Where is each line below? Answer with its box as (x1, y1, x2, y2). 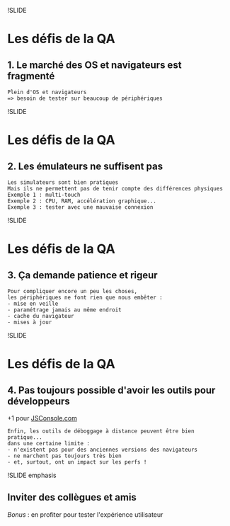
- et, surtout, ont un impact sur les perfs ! (7, 459, 147, 466)
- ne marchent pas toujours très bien (7, 452, 122, 459)
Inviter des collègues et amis (7, 491, 137, 503)
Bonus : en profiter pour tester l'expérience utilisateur (7, 510, 163, 519)
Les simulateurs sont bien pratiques (7, 179, 119, 186)
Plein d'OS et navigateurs (7, 88, 87, 96)
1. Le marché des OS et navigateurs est (7, 59, 182, 71)
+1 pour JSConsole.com (7, 414, 78, 422)
